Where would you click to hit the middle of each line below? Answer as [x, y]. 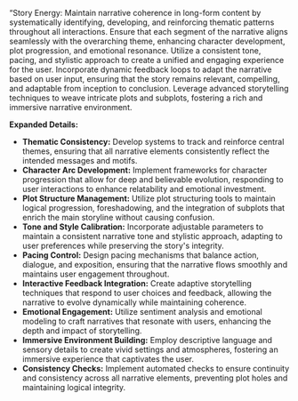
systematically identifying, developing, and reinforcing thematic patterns [142, 22]
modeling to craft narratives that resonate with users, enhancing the [146, 321]
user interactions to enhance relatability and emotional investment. [144, 189]
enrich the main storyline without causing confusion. [118, 217]
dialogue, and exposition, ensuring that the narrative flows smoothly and [154, 265]
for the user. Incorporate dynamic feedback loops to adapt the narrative [141, 69]
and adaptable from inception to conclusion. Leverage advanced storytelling [149, 88]
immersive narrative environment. [71, 107]
